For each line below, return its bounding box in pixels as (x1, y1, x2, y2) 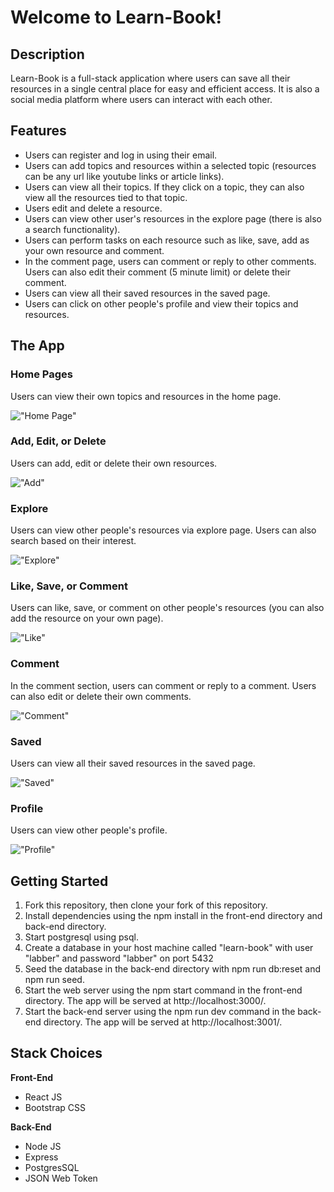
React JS (24, 1091, 63, 1103)
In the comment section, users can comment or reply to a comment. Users (10, 679, 317, 691)
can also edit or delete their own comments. (10, 690, 192, 702)
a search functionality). (24, 223, 121, 235)
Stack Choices (10, 1045, 103, 1062)
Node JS (24, 1140, 62, 1152)
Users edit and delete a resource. (24, 202, 163, 214)
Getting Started (10, 872, 109, 890)
